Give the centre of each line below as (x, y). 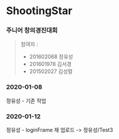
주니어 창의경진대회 (32, 31)
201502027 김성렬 (51, 71)
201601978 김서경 (50, 64)
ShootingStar (39, 11)
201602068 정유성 (51, 57)
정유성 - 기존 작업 (26, 101)
